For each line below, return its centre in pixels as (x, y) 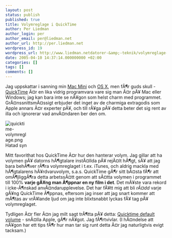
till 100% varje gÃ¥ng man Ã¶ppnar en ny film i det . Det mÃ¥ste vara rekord (86, 182)
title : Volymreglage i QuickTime (41, 24)
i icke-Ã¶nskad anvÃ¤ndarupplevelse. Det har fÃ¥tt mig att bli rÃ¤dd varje (83, 188)
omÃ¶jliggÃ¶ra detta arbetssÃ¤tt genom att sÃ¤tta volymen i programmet (83, 177)
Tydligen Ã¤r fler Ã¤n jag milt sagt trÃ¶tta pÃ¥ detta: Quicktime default (80, 214)
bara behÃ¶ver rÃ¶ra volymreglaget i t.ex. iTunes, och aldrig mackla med (82, 166)
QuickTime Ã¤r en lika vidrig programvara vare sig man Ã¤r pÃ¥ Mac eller (83, 92)
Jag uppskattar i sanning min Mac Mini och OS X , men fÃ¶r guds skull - (81, 86)
